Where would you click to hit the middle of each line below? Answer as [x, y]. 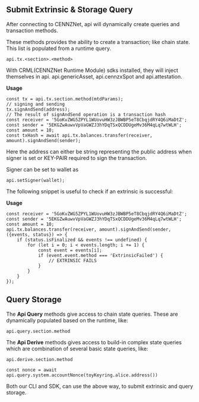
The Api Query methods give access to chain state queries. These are [92, 314]
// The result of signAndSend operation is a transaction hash [86, 114]
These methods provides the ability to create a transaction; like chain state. [98, 42]
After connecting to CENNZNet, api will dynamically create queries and [93, 24]
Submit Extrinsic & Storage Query [70, 10]
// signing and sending [36, 104]
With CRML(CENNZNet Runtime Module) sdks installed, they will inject [92, 70]
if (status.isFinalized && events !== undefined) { [82, 240]
